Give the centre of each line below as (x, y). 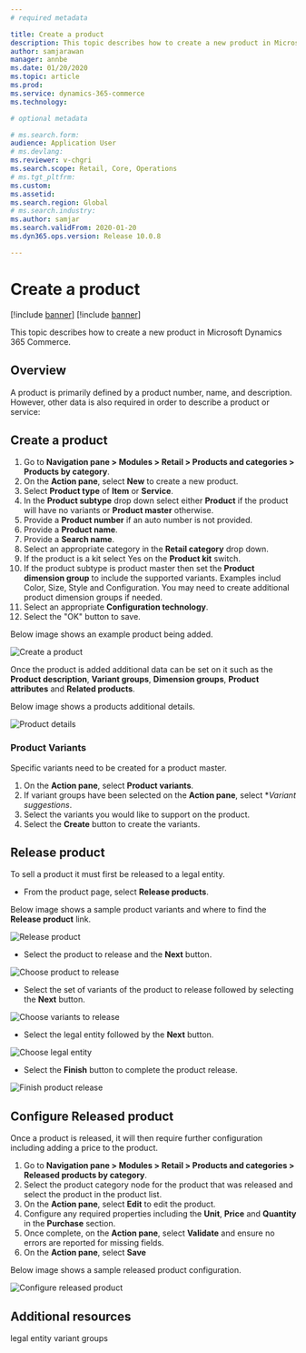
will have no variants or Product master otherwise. (118, 510)
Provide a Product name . (70, 530)
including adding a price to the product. (84, 1148)
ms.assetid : (33, 194)
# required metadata (49, 18)
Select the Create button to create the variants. (112, 823)
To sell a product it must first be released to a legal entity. (118, 874)
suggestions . (48, 804)
